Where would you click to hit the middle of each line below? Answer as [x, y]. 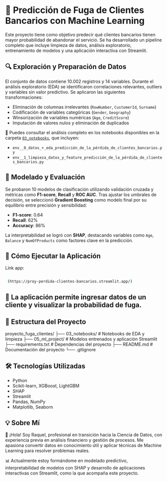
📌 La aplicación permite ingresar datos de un [76, 297]
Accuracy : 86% [29, 225]
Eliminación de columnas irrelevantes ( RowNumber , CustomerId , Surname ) [84, 107]
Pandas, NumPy [29, 402]
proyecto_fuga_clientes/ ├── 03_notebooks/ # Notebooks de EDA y [75, 334]
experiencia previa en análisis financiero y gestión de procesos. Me [74, 440]
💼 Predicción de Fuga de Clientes [75, 10]
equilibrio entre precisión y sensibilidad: [46, 205]
